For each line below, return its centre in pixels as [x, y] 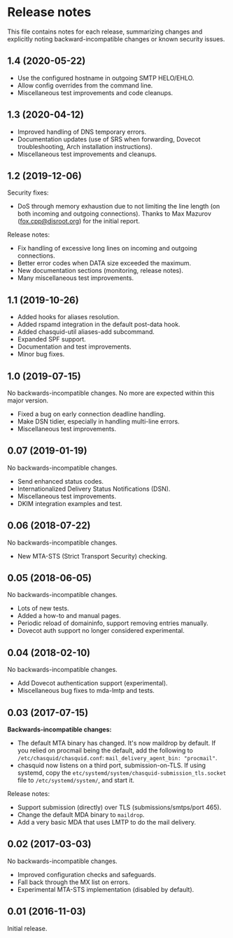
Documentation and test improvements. [74, 346]
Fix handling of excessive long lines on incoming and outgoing [107, 248]
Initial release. [27, 928]
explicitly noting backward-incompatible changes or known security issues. [116, 38]
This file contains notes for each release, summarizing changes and [105, 31]
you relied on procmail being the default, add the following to [105, 750]
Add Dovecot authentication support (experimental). [92, 683]
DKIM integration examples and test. [70, 503]
